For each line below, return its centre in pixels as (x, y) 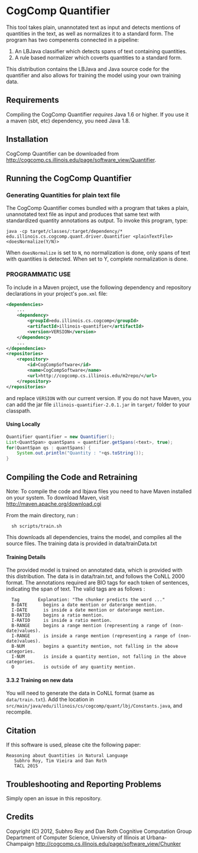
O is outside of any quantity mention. (74, 667)
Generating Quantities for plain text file (63, 195)
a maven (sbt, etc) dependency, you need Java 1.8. (68, 121)
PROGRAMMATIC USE (38, 274)
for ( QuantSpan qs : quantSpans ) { (49, 447)
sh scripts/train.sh (37, 526)
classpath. (19, 411)
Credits (20, 817)
